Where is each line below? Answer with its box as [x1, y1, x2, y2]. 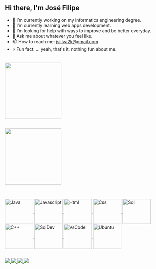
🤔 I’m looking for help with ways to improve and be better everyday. [12, 27, 151, 34]
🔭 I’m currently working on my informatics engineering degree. [12, 17, 141, 23]
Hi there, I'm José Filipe [5, 4, 80, 12]
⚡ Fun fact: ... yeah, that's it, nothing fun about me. [12, 46, 117, 52]
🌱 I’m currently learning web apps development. [12, 22, 111, 28]
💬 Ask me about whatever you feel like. [12, 33, 93, 39]
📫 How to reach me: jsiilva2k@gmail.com [12, 38, 98, 44]
